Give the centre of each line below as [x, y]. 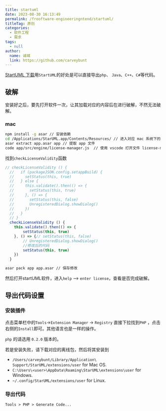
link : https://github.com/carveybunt [48, 60]
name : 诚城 [20, 56]
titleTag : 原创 [20, 23]
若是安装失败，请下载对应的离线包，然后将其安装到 [57, 349]
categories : [17, 28]
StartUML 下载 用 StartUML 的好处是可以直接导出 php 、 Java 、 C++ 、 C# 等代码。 [82, 75]
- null [16, 46]
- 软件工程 [19, 33]
